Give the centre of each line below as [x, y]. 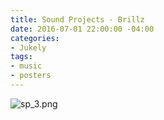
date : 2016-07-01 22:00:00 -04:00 [82, 29]
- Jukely [28, 47]
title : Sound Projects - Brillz [77, 19]
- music [26, 66]
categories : [35, 38]
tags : [21, 57]
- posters [31, 76]
